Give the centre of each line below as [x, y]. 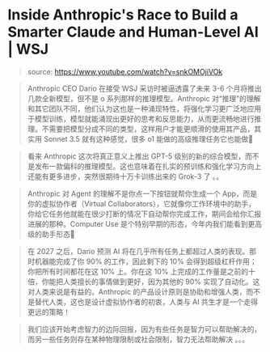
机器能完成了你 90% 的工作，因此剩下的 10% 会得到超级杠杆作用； [146, 261]
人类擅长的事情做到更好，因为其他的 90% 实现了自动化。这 [161, 282]
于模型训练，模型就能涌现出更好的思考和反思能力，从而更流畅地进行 [141, 118]
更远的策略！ [49, 312]
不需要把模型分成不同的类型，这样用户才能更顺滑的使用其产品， [148, 129]
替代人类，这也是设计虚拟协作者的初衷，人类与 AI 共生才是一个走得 [146, 302]
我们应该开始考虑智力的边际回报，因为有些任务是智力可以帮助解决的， [144, 329]
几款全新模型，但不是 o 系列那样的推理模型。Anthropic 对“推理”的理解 [144, 98]
